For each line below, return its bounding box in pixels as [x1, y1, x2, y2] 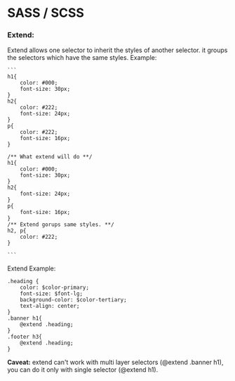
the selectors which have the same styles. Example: [7, 54, 157, 62]
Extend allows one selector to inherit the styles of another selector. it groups [7, 46, 228, 54]
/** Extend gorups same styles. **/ [7, 221, 114, 228]
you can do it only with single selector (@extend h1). [7, 366, 159, 374]
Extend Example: [7, 264, 56, 273]
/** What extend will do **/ [7, 154, 93, 161]
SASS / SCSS [7, 5, 84, 21]
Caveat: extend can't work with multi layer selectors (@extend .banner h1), [7, 358, 224, 367]
